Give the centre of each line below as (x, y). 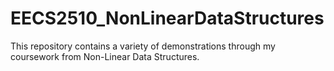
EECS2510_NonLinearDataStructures (167, 18)
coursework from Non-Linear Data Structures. (105, 56)
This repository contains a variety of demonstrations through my (143, 46)
